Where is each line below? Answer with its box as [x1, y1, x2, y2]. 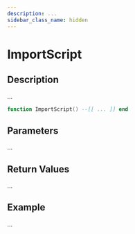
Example [7, 201, 46, 213]
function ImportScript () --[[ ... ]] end [7, 105, 129, 113]
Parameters [7, 125, 59, 136]
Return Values [7, 163, 70, 175]
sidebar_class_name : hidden [7, 17, 89, 24]
